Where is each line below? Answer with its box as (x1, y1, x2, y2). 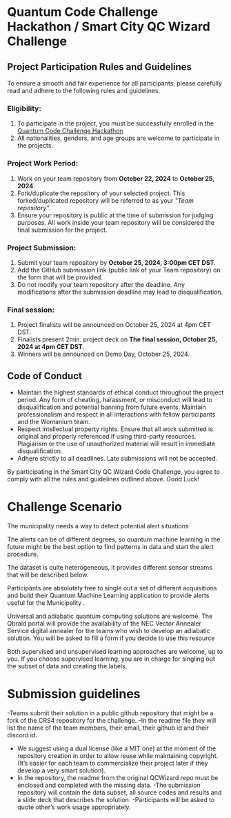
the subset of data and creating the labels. (7, 661, 128, 670)
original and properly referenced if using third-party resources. (17, 432, 197, 440)
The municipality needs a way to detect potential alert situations (7, 521, 189, 530)
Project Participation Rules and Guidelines (7, 61, 192, 72)
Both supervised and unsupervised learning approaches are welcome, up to (7, 647, 223, 655)
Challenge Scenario (7, 499, 123, 515)
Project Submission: (7, 243, 77, 252)
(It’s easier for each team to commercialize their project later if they (17, 759, 208, 767)
